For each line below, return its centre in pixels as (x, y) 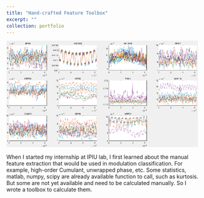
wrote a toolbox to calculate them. (49, 189)
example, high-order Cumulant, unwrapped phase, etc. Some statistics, (96, 170)
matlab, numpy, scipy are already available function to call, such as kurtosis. (103, 177)
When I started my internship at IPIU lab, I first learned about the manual (97, 157)
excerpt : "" (21, 19)
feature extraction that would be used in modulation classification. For (94, 164)
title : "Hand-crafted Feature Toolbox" (57, 13)
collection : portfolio (35, 26)
